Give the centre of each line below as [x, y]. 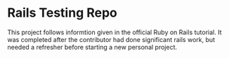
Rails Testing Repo [63, 13]
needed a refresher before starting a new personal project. [92, 47]
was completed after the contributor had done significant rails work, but [111, 39]
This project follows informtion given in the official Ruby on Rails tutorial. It [115, 32]
